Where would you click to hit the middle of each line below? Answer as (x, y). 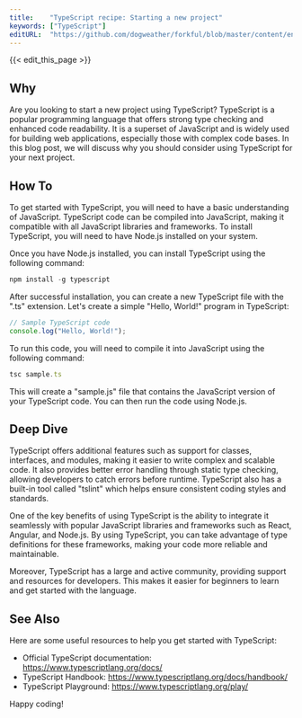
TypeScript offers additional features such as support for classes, (131, 451)
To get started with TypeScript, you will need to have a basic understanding (149, 207)
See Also (35, 619)
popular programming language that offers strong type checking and (137, 120)
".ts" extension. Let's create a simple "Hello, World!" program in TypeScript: (149, 306)
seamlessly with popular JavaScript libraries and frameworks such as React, (151, 526)
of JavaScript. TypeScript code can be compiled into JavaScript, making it (147, 217)
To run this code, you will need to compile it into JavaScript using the (137, 348)
